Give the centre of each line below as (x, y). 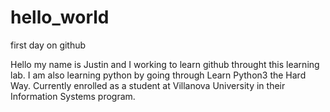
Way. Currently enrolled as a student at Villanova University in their (148, 85)
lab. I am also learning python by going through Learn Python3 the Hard (158, 75)
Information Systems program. (73, 96)
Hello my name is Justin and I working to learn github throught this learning (165, 64)
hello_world (60, 17)
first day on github (48, 45)
